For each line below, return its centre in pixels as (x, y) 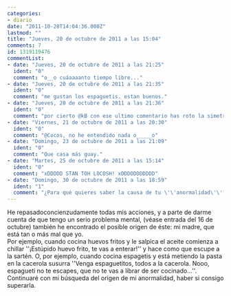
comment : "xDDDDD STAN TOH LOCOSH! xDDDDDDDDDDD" (86, 173)
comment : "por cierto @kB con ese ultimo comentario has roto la (109, 116)
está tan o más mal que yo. (45, 234)
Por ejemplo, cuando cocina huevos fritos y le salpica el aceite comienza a (113, 242)
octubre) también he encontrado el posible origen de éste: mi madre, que (111, 227)
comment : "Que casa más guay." (58, 155)
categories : (24, 13)
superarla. (22, 286)
